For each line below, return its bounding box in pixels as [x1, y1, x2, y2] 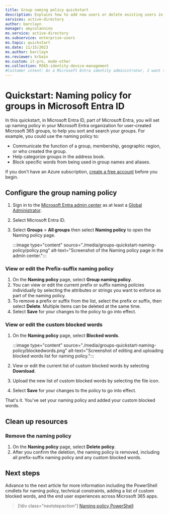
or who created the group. [12, 148, 67, 154]
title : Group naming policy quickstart [5, 7, 89, 13]
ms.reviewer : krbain [5, 54, 49, 59]
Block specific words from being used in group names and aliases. [12, 159, 151, 165]
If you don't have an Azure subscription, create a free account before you [5, 168, 157, 175]
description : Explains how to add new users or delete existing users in [5, 12, 163, 17]
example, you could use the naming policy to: [5, 133, 99, 139]
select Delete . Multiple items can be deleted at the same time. [12, 303, 141, 309]
